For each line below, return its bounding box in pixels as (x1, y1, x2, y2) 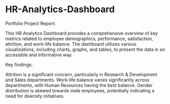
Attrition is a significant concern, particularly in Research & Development (5, 71, 158, 77)
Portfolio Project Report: (5, 20, 56, 26)
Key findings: (5, 61, 33, 67)
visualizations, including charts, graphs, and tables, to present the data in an (5, 46, 165, 52)
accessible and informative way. (5, 52, 73, 58)
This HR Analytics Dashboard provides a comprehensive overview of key (5, 30, 158, 36)
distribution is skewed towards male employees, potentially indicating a (5, 87, 155, 93)
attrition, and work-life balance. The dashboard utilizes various (5, 41, 137, 47)
